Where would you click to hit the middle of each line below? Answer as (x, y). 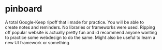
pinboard (24, 9)
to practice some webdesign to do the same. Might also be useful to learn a (80, 37)
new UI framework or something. (38, 42)
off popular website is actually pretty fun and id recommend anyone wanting (81, 32)
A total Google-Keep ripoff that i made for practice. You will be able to (74, 22)
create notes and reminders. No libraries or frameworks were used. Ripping (80, 27)
